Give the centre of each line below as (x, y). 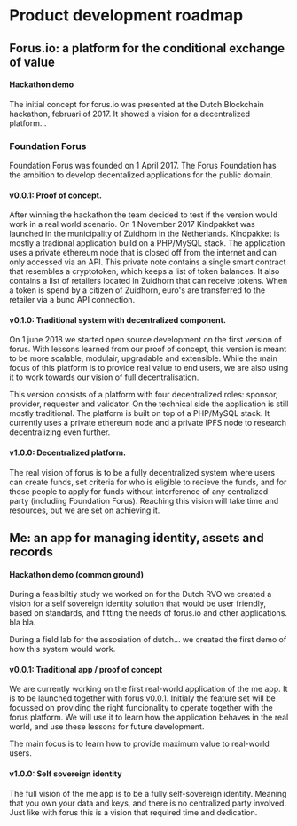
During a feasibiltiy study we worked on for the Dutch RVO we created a (141, 594)
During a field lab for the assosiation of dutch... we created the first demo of (148, 640)
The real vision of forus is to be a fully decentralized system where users (142, 472)
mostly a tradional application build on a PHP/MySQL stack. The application (147, 243)
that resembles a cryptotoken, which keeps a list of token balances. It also (145, 271)
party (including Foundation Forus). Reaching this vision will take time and (144, 500)
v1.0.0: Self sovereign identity (66, 774)
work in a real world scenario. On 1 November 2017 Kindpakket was (132, 224)
